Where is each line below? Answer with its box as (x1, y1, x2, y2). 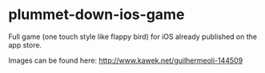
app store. (8, 40, 42, 49)
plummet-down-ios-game (8, 6, 185, 24)
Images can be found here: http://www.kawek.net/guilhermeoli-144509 (8, 56, 243, 65)
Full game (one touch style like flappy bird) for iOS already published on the (8, 32, 258, 41)
